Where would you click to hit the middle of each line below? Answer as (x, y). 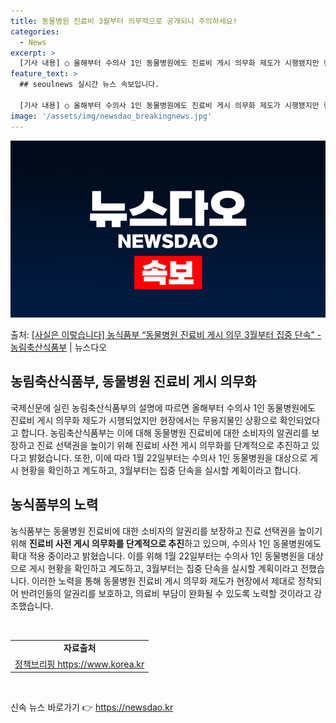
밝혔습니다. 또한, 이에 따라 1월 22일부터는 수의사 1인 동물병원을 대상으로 (168, 457)
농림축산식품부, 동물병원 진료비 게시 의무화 (133, 381)
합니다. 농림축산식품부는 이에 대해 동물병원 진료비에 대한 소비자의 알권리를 (165, 432)
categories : (35, 31)
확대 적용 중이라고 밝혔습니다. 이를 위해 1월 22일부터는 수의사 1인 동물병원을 (158, 556)
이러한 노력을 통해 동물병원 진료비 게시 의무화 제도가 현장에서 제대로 (163, 581)
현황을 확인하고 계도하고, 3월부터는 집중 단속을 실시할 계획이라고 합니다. (161, 470)
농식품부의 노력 (54, 505)
